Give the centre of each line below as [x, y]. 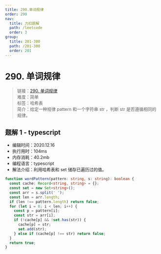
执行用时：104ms [30, 151]
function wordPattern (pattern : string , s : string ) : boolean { [70, 179]
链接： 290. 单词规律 [37, 91]
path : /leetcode [26, 28]
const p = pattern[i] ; [37, 211]
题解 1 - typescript [33, 132]
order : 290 [16, 14]
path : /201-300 [25, 46]
